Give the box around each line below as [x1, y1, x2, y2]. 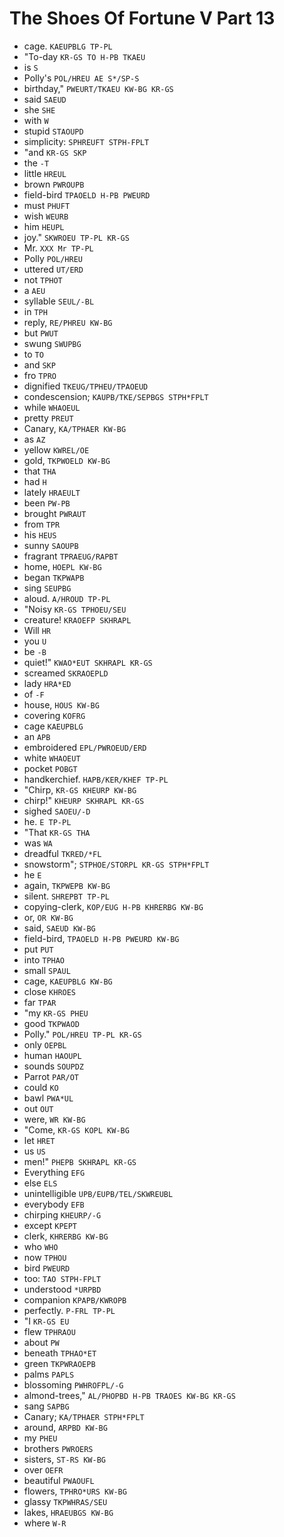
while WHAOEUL [23, 401, 81, 413]
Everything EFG [23, 1166, 86, 1178]
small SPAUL [23, 964, 71, 976]
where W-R [23, 1517, 67, 1529]
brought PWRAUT [23, 507, 87, 519]
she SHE [23, 103, 56, 116]
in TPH [23, 305, 48, 317]
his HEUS [23, 528, 57, 541]
